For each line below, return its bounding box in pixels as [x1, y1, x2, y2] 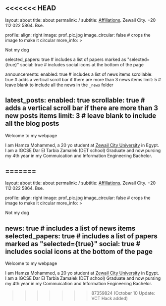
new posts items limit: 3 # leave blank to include [5, 111, 157, 120]
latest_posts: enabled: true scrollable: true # [5, 96, 145, 104]
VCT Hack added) [91, 296, 128, 302]
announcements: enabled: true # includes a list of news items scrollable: [5, 71, 153, 77]
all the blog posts [5, 119, 59, 128]
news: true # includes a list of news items [5, 224, 136, 232]
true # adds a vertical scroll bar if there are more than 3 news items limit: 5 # [5, 76, 161, 82]
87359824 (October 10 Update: [91, 290, 155, 296]
